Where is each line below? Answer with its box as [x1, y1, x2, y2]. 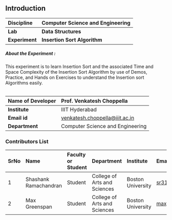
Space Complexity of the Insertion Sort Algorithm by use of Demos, [5, 69, 147, 75]
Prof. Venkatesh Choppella [61, 97, 128, 104]
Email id [8, 114, 28, 121]
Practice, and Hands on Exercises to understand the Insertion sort [5, 74, 144, 80]
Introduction [5, 4, 46, 13]
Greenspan [25, 203, 52, 210]
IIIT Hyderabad [61, 106, 97, 113]
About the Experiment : [5, 51, 56, 57]
